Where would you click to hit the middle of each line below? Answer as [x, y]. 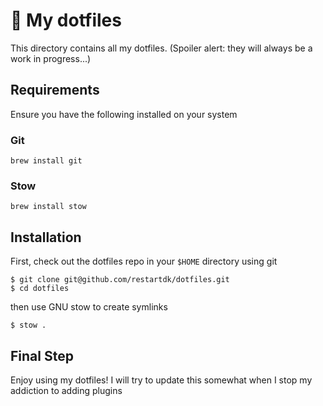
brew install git [46, 161]
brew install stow [48, 207]
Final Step [42, 355]
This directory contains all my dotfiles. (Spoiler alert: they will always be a [161, 48]
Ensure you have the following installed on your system [124, 114]
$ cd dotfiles [40, 289]
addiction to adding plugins [66, 390]
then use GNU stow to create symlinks [89, 307]
